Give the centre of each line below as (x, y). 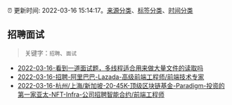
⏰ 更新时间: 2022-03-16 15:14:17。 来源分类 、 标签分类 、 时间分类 (100, 10)
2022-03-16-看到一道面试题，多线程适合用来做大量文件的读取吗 (110, 68)
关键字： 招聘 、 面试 (51, 53)
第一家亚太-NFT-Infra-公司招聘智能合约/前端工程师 (91, 94)
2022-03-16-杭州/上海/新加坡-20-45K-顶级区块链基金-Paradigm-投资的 (121, 85)
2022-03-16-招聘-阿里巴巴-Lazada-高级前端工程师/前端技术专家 (111, 77)
